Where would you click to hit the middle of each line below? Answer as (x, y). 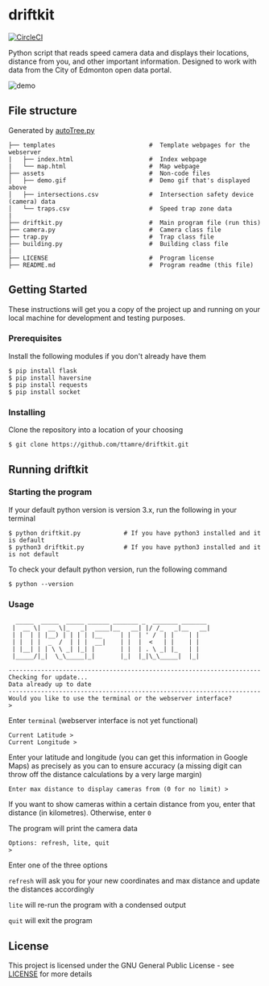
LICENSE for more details (50, 974)
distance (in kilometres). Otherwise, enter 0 (80, 813)
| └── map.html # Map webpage (104, 166)
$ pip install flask (43, 371)
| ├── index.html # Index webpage (108, 159)
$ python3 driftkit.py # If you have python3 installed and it (135, 547)
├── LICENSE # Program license (112, 258)
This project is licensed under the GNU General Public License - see (122, 965)
